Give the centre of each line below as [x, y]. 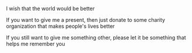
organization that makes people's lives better [60, 26]
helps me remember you [36, 44]
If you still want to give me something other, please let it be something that [96, 37]
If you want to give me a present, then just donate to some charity [86, 20]
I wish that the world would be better [50, 9]
